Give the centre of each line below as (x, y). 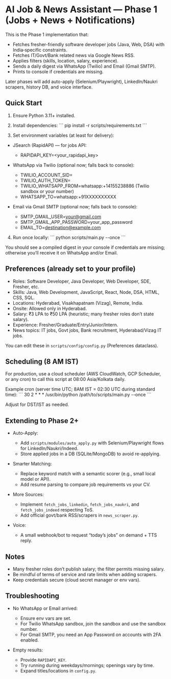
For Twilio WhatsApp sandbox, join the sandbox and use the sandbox (93, 624)
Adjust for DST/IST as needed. (37, 405)
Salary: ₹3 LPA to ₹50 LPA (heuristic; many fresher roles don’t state (83, 314)
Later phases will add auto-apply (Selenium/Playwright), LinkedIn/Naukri (81, 81)
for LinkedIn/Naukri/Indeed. (49, 449)
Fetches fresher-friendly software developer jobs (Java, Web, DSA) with (89, 44)
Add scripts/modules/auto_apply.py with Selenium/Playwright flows (92, 443)
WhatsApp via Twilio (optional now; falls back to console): (74, 165)
